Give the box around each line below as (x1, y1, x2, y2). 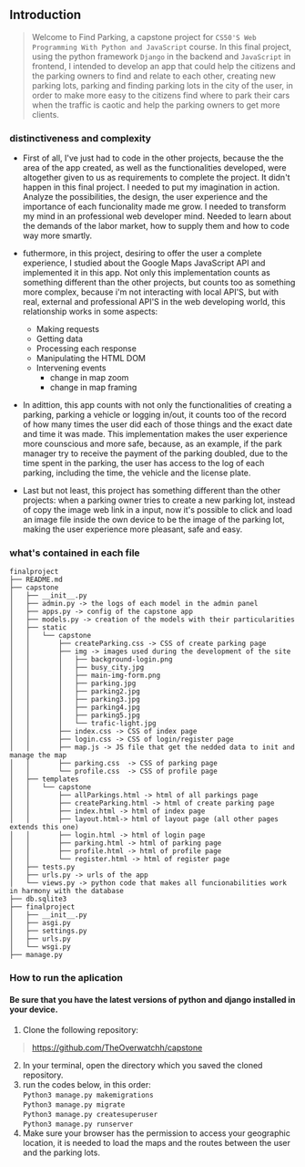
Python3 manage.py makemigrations (22, 1090, 154, 1099)
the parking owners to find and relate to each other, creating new (31, 70, 276, 81)
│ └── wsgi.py (9, 943, 71, 952)
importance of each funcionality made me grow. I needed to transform (22, 201, 287, 213)
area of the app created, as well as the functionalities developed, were (22, 162, 287, 173)
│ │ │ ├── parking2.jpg (9, 687, 141, 696)
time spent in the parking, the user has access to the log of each (22, 458, 265, 469)
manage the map (9, 751, 67, 760)
